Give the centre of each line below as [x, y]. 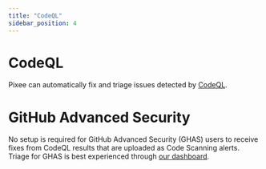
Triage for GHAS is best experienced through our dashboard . [109, 156]
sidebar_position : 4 [43, 23]
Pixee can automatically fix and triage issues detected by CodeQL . [118, 85]
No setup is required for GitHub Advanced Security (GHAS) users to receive [133, 139]
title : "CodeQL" [35, 16]
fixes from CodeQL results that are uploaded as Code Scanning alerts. [124, 148]
